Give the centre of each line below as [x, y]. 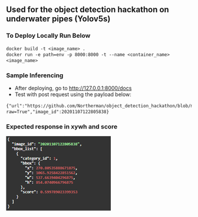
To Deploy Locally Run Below [48, 36]
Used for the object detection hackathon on [88, 10]
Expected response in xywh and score [62, 126]
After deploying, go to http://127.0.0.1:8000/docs [73, 88]
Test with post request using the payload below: [73, 94]
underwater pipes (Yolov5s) [58, 19]
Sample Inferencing [35, 75]
